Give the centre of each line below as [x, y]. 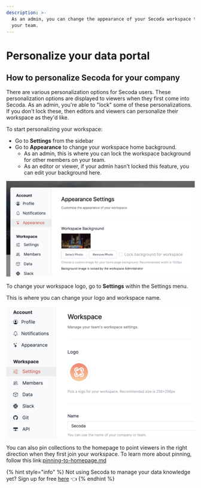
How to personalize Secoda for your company [93, 78]
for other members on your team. [65, 160]
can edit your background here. [63, 173]
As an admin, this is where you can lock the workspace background [107, 153]
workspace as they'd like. [38, 118]
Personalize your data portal [78, 55]
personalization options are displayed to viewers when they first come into [98, 98]
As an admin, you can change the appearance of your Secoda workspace [101, 19]
